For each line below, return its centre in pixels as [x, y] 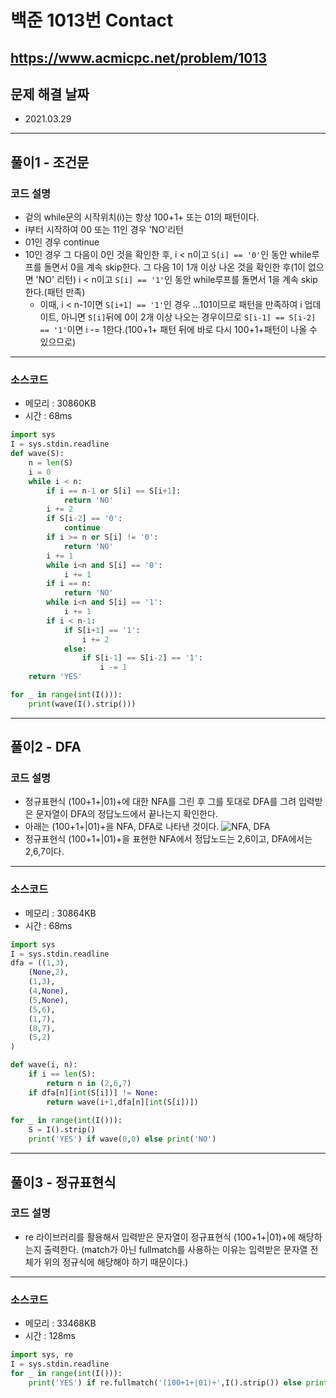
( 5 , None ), [49, 1000]
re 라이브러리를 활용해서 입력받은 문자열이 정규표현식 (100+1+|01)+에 [160, 1237]
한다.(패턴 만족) [55, 292]
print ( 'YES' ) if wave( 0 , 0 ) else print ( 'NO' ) [122, 1139]
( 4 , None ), [49, 991]
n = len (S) [51, 463]
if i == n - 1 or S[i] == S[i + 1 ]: [114, 491]
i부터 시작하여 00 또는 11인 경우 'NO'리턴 [104, 230]
